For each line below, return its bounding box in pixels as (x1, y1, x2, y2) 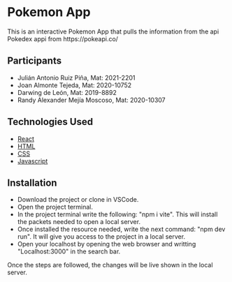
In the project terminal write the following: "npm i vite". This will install (17, 210, 218, 218)
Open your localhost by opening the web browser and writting (17, 240, 196, 248)
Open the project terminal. (17, 203, 93, 211)
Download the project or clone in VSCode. (17, 195, 139, 204)
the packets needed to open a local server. (17, 218, 141, 226)
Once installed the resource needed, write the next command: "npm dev (17, 225, 226, 234)
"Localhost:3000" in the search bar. (17, 247, 121, 255)
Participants (7, 55, 61, 67)
